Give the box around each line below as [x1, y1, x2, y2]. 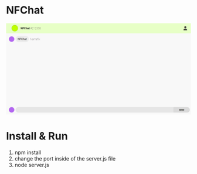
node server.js [14, 161, 50, 168]
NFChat [6, 4, 44, 17]
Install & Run [6, 129, 69, 143]
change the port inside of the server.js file [14, 155, 116, 162]
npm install [14, 149, 42, 156]
